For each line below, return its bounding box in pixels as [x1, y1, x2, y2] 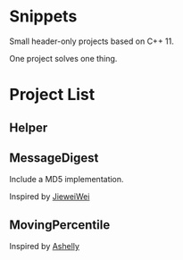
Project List [9, 85, 96, 105]
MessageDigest [9, 150, 99, 165]
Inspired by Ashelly [9, 241, 80, 252]
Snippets [9, 6, 78, 27]
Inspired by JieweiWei [9, 191, 90, 202]
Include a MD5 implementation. [9, 174, 124, 185]
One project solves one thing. [9, 53, 118, 63]
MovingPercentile [9, 217, 111, 232]
